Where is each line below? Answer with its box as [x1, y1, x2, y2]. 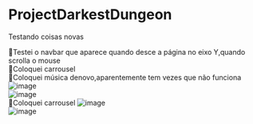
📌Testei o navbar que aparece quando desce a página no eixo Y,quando [8, 47, 246, 56]
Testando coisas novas [8, 32, 84, 41]
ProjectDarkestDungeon [8, 6, 172, 24]
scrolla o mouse [8, 56, 61, 65]
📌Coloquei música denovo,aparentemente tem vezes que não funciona [8, 72, 242, 82]
